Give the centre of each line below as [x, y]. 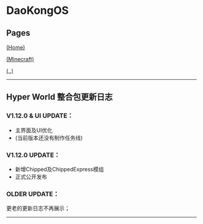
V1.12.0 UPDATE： [33, 155]
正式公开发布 [31, 177]
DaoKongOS [37, 11]
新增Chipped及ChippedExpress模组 [59, 169]
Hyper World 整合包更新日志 [60, 97]
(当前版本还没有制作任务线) [49, 137]
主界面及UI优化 [34, 130]
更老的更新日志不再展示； [38, 208]
